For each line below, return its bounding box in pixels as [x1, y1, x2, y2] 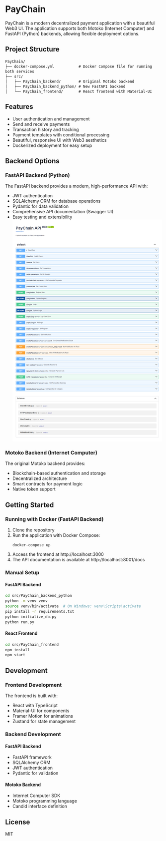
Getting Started [5, 500, 54, 509]
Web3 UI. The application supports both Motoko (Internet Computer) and [5, 25, 155, 31]
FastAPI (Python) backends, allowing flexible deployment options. [5, 30, 140, 36]
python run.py [5, 619, 35, 625]
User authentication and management [12, 116, 90, 122]
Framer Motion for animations [12, 713, 74, 719]
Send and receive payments [12, 121, 70, 127]
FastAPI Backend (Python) [5, 171, 70, 178]
